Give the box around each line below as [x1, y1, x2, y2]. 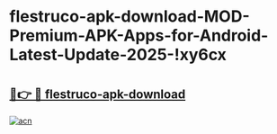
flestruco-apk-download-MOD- [9, 6, 250, 27]
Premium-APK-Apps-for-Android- [9, 25, 269, 46]
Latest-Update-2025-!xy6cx [9, 45, 228, 65]
